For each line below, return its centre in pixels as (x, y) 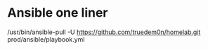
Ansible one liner (58, 13)
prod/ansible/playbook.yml (46, 39)
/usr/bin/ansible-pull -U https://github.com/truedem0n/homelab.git (104, 32)
